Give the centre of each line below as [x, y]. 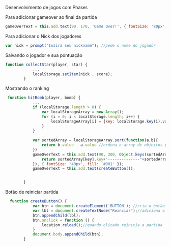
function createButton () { [38, 201]
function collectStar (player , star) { [46, 65]
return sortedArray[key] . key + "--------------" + [93, 159]
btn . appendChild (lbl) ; [56, 216]
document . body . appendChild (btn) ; [68, 234]
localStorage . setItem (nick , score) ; [73, 74]
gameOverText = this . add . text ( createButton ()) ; [84, 169]
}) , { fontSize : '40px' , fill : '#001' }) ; [78, 164]
